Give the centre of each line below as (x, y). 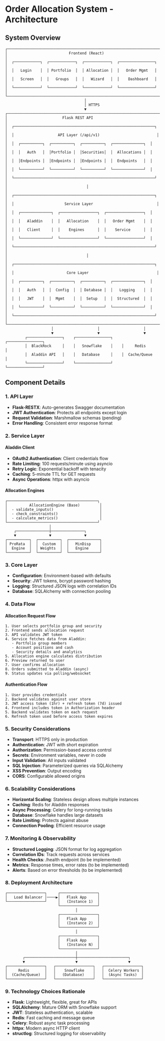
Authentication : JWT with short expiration (55, 744)
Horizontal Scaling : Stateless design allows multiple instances (75, 799)
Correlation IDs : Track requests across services (61, 854)
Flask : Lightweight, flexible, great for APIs (55, 1002)
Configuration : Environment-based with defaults (62, 576)
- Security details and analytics (47, 652)
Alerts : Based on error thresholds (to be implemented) (67, 870)
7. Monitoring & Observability (41, 838)
